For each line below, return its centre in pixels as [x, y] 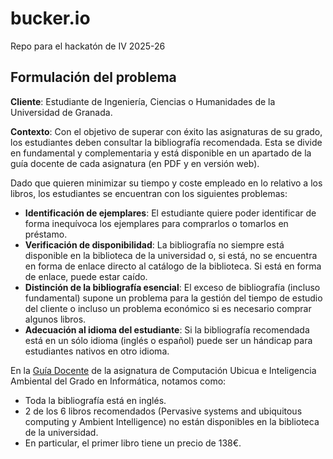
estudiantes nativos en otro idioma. [97, 351]
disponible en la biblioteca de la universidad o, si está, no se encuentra [171, 255]
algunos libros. [55, 319]
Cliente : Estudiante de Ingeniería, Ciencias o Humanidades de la [143, 101]
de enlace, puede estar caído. [86, 276]
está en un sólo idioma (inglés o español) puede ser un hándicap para [168, 340]
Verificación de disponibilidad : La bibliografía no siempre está [154, 244]
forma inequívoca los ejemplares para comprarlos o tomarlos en [156, 223]
